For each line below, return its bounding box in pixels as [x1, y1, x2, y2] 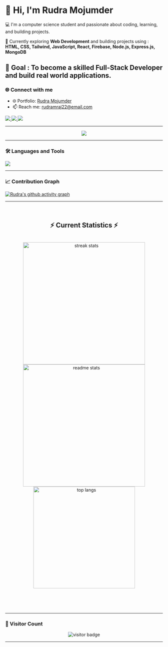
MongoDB [5, 49, 26, 55]
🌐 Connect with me [5, 86, 53, 93]
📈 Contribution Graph [5, 178, 60, 185]
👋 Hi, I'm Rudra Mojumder [5, 5, 113, 16]
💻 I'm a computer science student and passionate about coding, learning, [5, 21, 158, 27]
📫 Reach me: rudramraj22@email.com [12, 104, 92, 110]
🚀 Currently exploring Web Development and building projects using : [5, 38, 149, 44]
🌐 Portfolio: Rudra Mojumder [12, 98, 72, 104]
